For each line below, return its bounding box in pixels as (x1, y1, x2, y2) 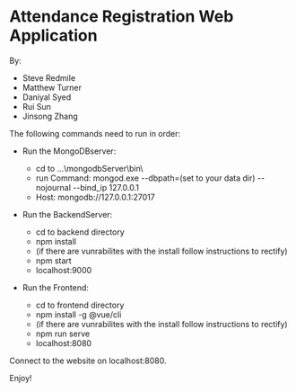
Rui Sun (22, 101, 51, 111)
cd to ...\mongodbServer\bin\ (35, 163, 144, 174)
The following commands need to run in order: (9, 128, 181, 138)
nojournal (35, 182, 72, 192)
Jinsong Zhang (22, 111, 78, 121)
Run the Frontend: (22, 281, 90, 293)
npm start (35, 254, 72, 266)
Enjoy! (9, 372, 33, 383)
